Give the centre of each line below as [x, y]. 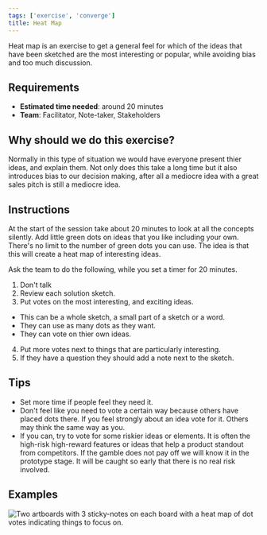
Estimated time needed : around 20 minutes [92, 107]
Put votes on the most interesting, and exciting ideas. [106, 301]
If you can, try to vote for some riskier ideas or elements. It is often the [135, 436]
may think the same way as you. [72, 427]
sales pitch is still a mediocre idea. [64, 184]
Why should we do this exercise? [91, 140]
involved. [35, 469]
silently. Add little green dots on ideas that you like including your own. [124, 237]
